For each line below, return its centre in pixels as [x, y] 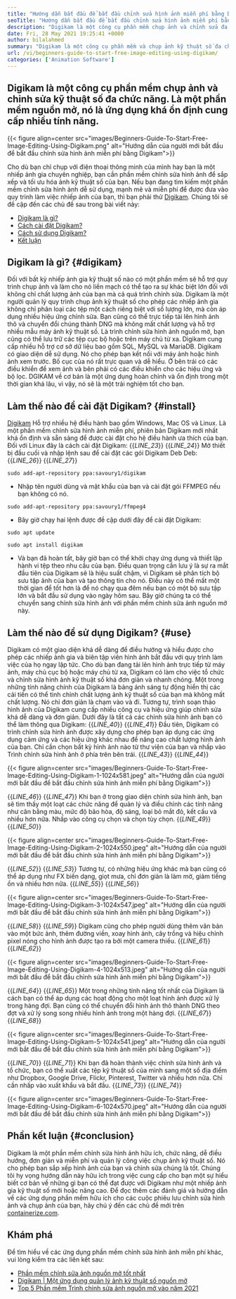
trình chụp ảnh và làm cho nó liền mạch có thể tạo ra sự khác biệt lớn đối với [118, 287]
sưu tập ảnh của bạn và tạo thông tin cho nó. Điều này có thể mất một [118, 581]
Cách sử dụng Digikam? [52, 232]
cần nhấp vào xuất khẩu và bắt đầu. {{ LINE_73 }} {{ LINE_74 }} [95, 1085]
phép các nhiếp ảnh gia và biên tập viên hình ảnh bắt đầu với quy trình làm [115, 657]
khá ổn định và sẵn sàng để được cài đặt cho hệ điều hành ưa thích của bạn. [118, 438]
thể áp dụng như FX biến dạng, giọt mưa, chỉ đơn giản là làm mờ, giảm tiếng [117, 876]
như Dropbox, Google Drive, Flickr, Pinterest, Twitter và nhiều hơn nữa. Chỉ [115, 1078]
